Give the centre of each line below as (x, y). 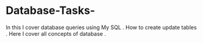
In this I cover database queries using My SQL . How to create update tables (101, 27)
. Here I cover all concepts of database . (56, 33)
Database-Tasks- (51, 11)
